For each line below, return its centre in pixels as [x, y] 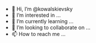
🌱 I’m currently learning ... [42, 21]
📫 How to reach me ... [38, 34]
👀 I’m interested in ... [36, 15]
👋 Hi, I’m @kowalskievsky [42, 9]
